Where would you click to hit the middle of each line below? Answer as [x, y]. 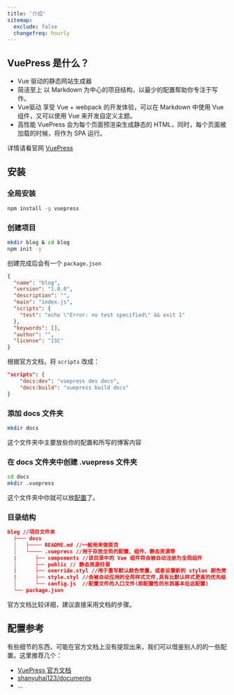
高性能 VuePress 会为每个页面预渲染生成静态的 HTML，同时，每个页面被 [122, 125]
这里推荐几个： [41, 655]
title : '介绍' [27, 14]
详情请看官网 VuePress [40, 148]
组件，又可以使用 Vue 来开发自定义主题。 [77, 116]
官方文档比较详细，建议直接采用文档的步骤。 [71, 604]
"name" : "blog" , [37, 282]
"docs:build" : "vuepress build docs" [75, 388]
